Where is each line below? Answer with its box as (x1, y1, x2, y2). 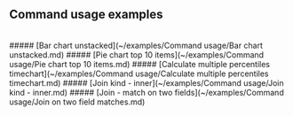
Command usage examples (9, 7, 163, 22)
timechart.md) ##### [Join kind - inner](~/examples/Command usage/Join (9, 77, 284, 88)
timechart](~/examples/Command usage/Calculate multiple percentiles (9, 68, 269, 79)
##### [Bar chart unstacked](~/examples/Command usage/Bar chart (9, 40, 264, 50)
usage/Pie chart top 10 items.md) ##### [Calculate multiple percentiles (9, 58, 271, 69)
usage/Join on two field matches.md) (9, 97, 146, 107)
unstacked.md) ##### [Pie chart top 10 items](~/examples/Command (9, 49, 265, 60)
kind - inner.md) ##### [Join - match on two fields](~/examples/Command (9, 87, 284, 97)
